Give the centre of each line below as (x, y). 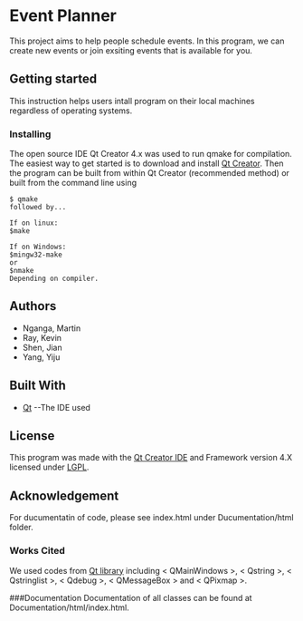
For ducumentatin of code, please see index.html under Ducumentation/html (151, 518)
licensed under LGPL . (49, 467)
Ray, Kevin (42, 337)
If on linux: (34, 223)
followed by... (38, 208)
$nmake (22, 271)
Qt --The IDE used (56, 407)
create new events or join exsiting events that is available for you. (131, 50)
